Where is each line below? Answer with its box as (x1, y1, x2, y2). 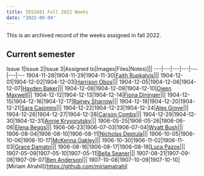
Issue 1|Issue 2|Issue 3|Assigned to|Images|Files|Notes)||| (6, 65, 153, 73)
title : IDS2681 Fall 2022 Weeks (6, 9, 89, 15)
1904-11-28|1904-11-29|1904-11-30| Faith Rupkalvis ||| (26, 71, 159, 79)
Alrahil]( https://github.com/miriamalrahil (27, 163, 128, 170)
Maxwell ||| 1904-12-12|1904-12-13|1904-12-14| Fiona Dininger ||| (6, 91, 166, 98)
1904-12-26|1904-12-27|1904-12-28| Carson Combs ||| (6, 111, 142, 118)
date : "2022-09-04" (6, 15, 56, 21)
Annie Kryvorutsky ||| (45, 117, 97, 125)
